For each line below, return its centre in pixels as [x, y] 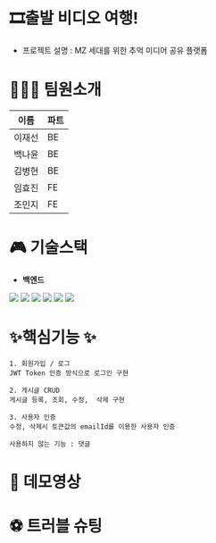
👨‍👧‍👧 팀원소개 [55, 90]
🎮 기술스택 [49, 248]
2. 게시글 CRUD [35, 390]
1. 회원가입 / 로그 [40, 363]
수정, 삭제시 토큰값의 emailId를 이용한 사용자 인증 [92, 426]
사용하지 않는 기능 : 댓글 [50, 444]
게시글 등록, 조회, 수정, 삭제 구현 [67, 400]
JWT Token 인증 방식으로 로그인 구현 [69, 373]
